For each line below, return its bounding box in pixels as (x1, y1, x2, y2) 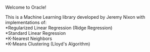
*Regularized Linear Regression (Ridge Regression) (5, 25, 113, 31)
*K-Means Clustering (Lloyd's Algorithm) (5, 41, 90, 47)
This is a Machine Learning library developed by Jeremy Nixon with (5, 14, 145, 20)
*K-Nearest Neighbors (5, 35, 52, 41)
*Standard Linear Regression (5, 30, 66, 36)
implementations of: (5, 20, 47, 25)
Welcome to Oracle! (5, 5, 46, 10)
